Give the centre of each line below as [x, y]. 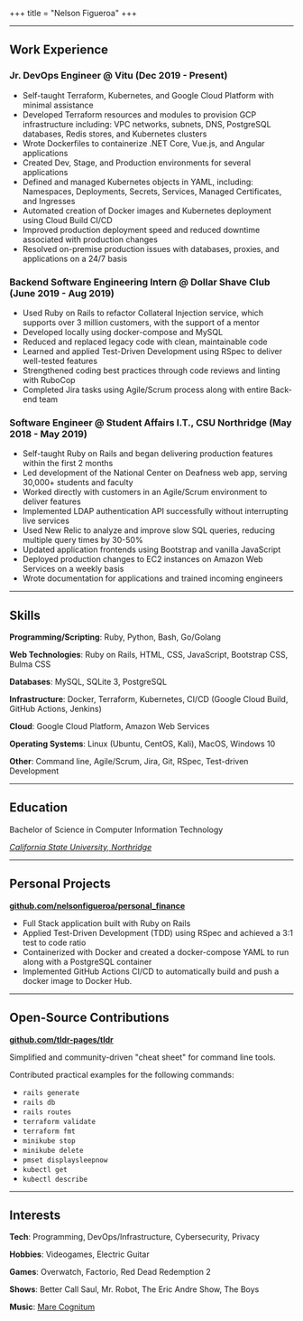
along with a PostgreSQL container [87, 961]
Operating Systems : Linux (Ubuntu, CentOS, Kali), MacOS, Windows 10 [142, 744]
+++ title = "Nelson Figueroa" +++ [73, 13]
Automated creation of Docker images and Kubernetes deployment [147, 211]
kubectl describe [55, 1179]
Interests [35, 1215]
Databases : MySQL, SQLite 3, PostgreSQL [88, 682]
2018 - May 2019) [48, 434]
